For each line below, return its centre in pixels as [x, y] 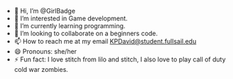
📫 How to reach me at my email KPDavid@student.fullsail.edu [105, 41]
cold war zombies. [41, 69]
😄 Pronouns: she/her [45, 51]
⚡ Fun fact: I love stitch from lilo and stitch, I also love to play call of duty [120, 59]
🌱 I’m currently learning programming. [70, 26]
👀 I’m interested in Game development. [71, 18]
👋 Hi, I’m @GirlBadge [45, 11]
